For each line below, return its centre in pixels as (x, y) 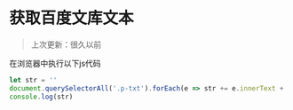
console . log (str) (41, 97)
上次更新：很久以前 (66, 44)
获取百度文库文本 (72, 18)
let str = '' (33, 80)
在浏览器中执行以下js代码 (55, 63)
